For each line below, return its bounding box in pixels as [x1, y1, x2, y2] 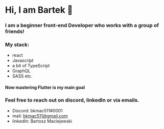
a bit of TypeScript [12, 63, 50, 69]
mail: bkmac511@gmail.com [12, 113, 68, 119]
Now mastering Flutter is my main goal [5, 84, 85, 90]
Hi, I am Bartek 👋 [5, 4, 73, 16]
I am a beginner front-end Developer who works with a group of [5, 22, 159, 29]
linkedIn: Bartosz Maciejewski [12, 118, 72, 124]
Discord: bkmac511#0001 [12, 108, 63, 114]
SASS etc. [12, 73, 33, 79]
